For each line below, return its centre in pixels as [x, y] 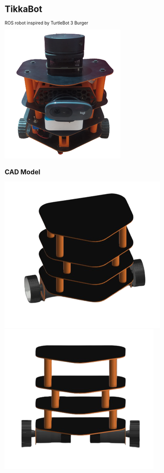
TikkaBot [24, 9]
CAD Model [23, 172]
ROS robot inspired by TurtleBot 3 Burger [47, 23]
